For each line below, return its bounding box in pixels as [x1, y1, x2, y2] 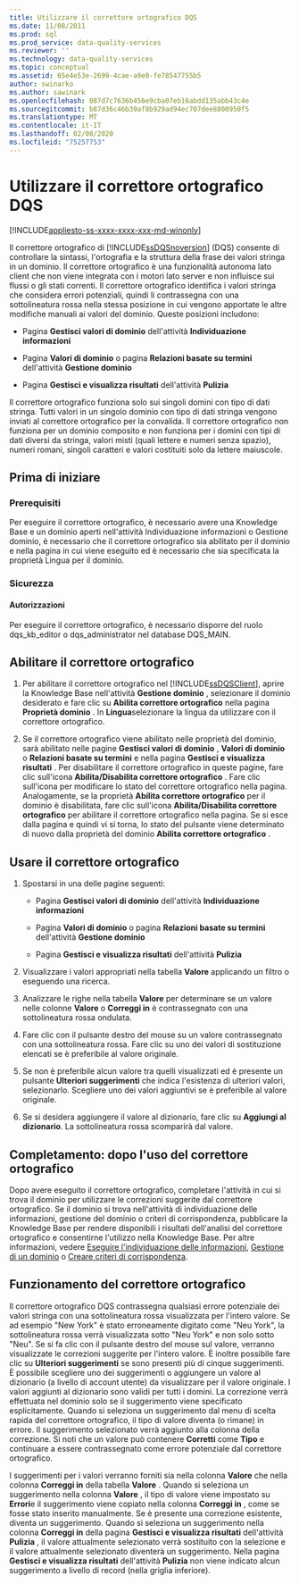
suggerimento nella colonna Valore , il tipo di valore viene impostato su [9, 1488, 270, 1499]
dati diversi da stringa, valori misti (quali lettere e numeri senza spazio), [9, 434, 271, 445]
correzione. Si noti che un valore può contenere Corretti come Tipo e [9, 1433, 265, 1444]
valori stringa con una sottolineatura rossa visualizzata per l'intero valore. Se [9, 1310, 291, 1320]
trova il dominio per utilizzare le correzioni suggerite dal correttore [9, 1194, 253, 1204]
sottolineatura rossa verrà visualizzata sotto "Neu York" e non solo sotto [9, 1328, 275, 1340]
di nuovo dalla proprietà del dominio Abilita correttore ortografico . [21, 828, 271, 840]
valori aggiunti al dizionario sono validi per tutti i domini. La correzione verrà [9, 1386, 288, 1396]
